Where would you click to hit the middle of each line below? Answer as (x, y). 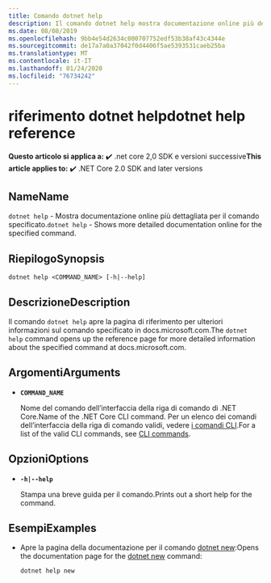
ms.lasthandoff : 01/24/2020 (56, 69)
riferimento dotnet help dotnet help (127, 116)
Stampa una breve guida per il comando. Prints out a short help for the (136, 494)
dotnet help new (47, 571)
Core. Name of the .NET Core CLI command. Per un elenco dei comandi (138, 416)
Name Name (39, 196)
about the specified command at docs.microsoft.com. (98, 347)
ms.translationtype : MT (48, 53)
